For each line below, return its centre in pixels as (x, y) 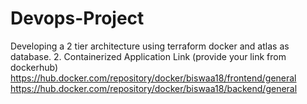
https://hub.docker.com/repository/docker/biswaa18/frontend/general (153, 78)
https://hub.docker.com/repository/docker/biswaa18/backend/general (154, 88)
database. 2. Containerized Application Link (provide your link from (148, 56)
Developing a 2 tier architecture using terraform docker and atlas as (150, 46)
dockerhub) (34, 67)
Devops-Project (77, 18)
